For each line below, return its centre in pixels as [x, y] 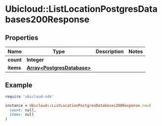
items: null [22, 115]
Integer [35, 60]
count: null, [23, 110]
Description [110, 51]
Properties [22, 38]
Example [19, 85]
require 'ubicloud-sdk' [30, 96]
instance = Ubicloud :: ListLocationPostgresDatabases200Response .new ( [78, 105]
